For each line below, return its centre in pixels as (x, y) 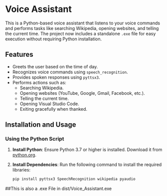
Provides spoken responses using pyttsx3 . (56, 77)
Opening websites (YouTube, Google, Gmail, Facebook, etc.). (83, 93)
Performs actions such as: (39, 82)
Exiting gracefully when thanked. (54, 109)
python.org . (24, 155)
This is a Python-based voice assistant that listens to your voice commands (83, 23)
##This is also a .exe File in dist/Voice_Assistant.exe (59, 189)
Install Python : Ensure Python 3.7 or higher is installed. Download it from (87, 150)
